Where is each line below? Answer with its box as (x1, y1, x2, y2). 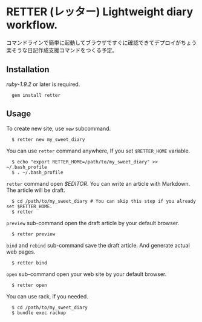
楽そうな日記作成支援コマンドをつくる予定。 (6, 46, 118, 54)
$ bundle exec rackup (11, 309, 67, 316)
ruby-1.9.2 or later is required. (6, 80, 80, 88)
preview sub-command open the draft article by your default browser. (6, 219, 180, 226)
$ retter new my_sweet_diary (11, 136, 85, 142)
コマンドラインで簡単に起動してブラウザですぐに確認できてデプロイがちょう (6, 39, 197, 46)
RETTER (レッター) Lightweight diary (6, 5, 194, 19)
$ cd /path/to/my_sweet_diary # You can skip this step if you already (11, 198, 197, 204)
